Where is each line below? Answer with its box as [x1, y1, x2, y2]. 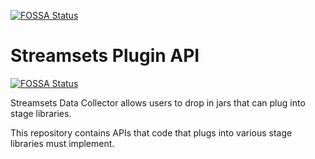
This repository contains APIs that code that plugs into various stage [10, 126, 293, 139]
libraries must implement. [10, 137, 115, 149]
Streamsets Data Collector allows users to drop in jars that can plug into [10, 96, 306, 109]
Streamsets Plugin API [10, 45, 200, 67]
